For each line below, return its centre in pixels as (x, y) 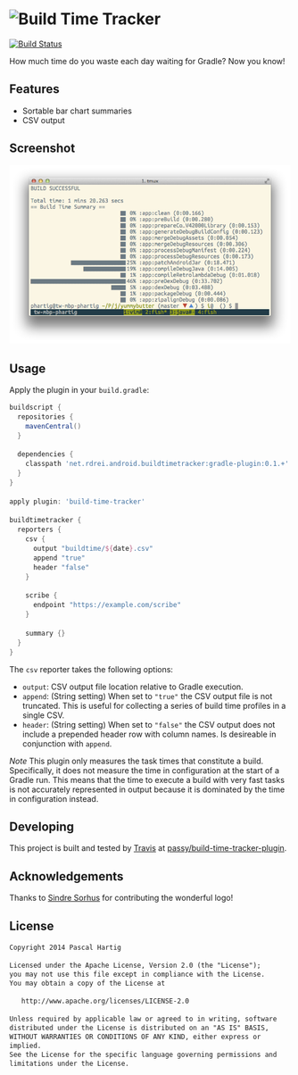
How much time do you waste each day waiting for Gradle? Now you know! (147, 61)
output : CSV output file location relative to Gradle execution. (132, 687)
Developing (41, 826)
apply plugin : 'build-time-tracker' (77, 501)
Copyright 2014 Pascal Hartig (66, 947)
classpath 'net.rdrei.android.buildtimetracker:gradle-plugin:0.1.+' (157, 464)
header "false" (61, 567)
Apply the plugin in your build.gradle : (79, 389)
